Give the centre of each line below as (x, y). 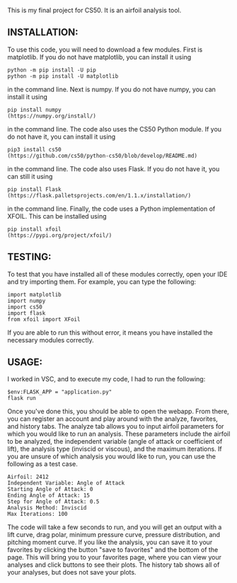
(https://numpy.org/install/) (52, 116)
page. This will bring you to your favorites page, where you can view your (114, 558)
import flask (27, 313)
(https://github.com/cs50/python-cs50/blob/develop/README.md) (103, 156)
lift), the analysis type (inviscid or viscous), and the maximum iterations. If (115, 449)
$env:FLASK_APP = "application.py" (60, 392)
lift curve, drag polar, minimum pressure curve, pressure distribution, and (114, 535)
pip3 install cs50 (34, 149)
